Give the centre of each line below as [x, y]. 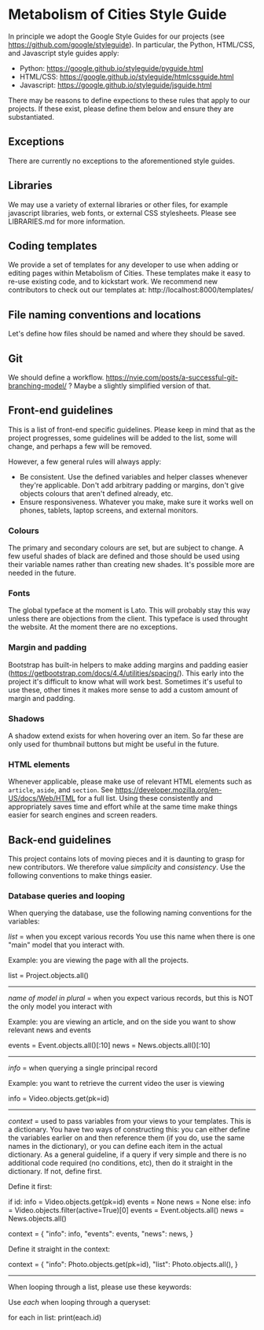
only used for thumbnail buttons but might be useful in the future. [114, 744]
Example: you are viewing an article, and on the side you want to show [122, 1022]
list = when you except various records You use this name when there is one [132, 937]
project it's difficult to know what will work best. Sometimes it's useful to [125, 681]
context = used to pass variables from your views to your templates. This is [130, 1121]
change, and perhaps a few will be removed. [80, 446]
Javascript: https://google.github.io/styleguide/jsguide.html [115, 85]
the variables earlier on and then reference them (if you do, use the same [126, 1138]
